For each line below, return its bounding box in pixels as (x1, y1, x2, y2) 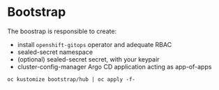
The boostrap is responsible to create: (7, 27, 117, 35)
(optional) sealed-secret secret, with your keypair (17, 55, 160, 63)
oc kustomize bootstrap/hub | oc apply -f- (7, 75, 136, 83)
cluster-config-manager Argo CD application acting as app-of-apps (17, 62, 212, 71)
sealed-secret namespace (17, 48, 93, 56)
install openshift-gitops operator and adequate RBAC (17, 40, 172, 48)
